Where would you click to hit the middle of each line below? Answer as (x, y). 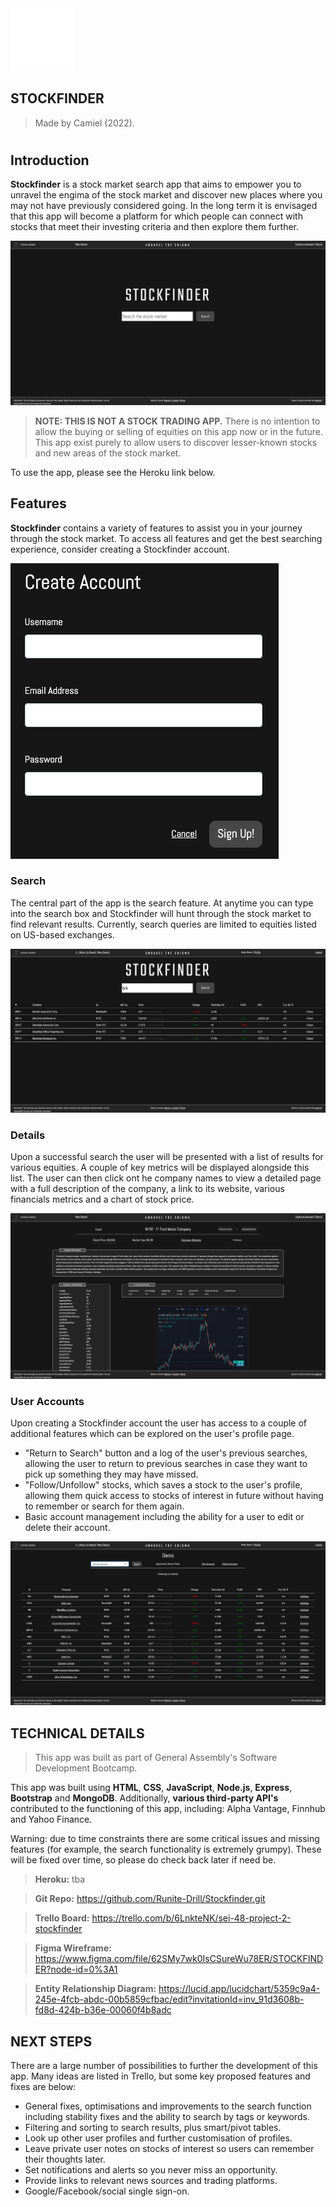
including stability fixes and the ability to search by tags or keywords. (167, 2117)
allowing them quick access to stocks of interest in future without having (174, 1496)
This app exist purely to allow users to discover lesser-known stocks (176, 442)
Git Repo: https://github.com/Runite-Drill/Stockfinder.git (150, 1899)
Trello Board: (62, 1918)
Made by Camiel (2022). (85, 123)
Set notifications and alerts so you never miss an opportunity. (151, 2170)
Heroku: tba (60, 1879)
